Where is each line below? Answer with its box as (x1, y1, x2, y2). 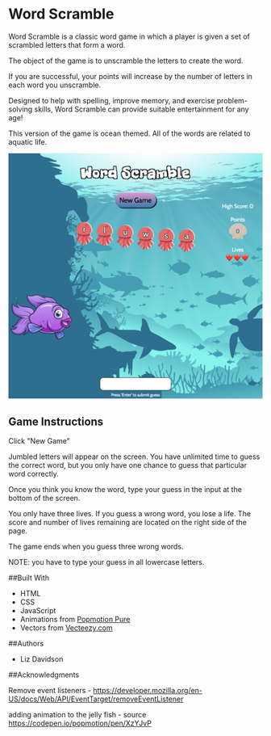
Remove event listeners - (8, 686, 91, 696)
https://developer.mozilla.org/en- (92, 686, 203, 696)
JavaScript (19, 606, 56, 616)
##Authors (8, 639, 44, 649)
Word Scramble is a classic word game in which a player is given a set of (8, 32, 250, 41)
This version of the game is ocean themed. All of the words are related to (8, 128, 251, 138)
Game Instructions (8, 414, 104, 428)
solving (8, 104, 33, 114)
